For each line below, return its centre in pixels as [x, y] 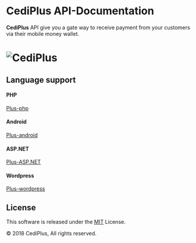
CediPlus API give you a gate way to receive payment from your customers [98, 27]
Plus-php [17, 108]
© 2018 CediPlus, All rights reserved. [51, 233]
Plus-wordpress [26, 189]
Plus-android [22, 135]
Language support [41, 80]
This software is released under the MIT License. [66, 222]
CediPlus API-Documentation [80, 11]
